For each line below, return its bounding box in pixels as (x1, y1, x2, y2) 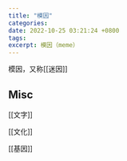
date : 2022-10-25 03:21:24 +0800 (8, 26, 120, 34)
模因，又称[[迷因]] (8, 65, 68, 74)
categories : (8, 19, 48, 27)
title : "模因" (8, 11, 54, 20)
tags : (8, 33, 26, 42)
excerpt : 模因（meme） (8, 41, 79, 49)
